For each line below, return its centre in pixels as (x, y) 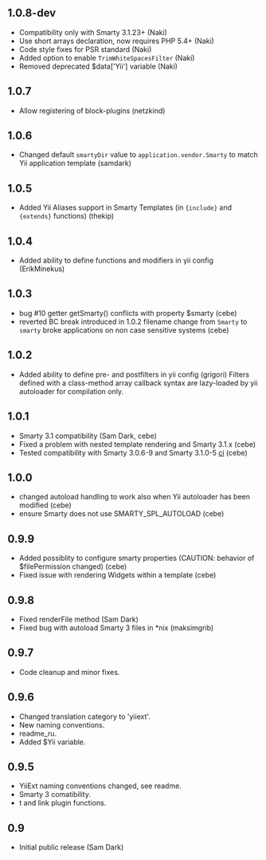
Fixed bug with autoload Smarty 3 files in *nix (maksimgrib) (116, 627)
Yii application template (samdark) (75, 164)
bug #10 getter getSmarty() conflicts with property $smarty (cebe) (128, 313)
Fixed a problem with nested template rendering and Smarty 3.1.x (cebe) (137, 444)
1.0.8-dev (32, 13)
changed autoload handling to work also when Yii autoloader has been (135, 497)
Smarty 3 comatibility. (55, 795)
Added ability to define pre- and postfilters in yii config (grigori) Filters (134, 374)
